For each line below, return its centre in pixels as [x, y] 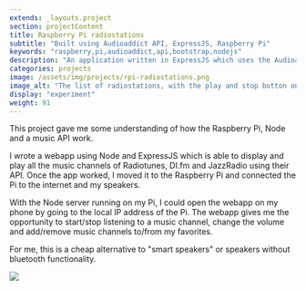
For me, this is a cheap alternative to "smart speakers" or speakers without [150, 249]
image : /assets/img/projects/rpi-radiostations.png [109, 78]
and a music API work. [51, 139]
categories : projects [51, 69]
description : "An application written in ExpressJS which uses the [140, 60]
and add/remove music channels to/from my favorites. [111, 232]
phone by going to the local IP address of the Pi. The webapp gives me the [149, 212]
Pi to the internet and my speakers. [75, 185]
